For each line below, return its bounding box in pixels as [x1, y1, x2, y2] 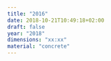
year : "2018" [7, 29, 45, 37]
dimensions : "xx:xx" [7, 36, 68, 43]
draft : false [7, 23, 45, 30]
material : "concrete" [7, 43, 71, 50]
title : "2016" [7, 10, 49, 18]
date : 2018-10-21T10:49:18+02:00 [7, 17, 105, 24]
